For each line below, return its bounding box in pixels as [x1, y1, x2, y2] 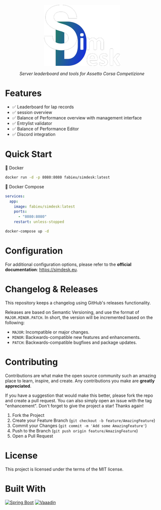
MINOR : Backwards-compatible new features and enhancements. [12, 334, 141, 340]
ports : [14, 209, 27, 214]
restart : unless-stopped [14, 219, 64, 224]
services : [5, 194, 25, 198]
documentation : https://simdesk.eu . [5, 266, 78, 273]
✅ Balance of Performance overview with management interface [12, 115, 142, 120]
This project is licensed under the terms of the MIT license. [5, 466, 123, 472]
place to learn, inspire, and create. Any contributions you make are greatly [5, 378, 155, 384]
